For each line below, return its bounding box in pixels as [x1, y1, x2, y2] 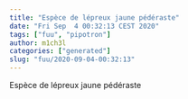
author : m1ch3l [9, 38, 67, 48]
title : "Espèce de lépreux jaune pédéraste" [9, 13, 180, 22]
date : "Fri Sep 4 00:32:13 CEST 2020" [9, 22, 160, 31]
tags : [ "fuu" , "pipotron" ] [9, 30, 111, 39]
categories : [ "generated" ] [9, 47, 111, 56]
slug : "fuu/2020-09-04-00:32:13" [9, 55, 136, 64]
